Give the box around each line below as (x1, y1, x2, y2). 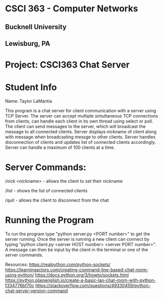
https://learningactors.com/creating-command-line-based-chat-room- (5, 266, 149, 272)
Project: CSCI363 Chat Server (5, 59, 130, 71)
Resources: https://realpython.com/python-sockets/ (5, 261, 111, 267)
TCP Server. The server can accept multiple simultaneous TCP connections (5, 113, 159, 119)
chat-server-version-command (5, 288, 68, 294)
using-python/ (5, 272, 34, 278)
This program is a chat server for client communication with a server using (5, 108, 157, 114)
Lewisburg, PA (5, 39, 50, 47)
